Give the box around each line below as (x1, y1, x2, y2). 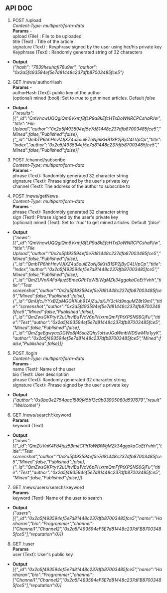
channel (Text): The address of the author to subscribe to (12, 183, 131, 189)
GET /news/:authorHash (12, 79, 62, 85)
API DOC (5, 4, 33, 12)
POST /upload (12, 17, 41, 23)
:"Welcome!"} (12, 402, 41, 408)
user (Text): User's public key (12, 551, 73, 557)
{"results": (12, 110, 34, 116)
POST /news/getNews (12, 193, 58, 199)
